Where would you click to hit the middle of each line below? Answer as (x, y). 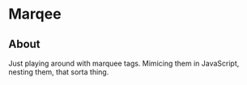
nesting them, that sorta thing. (59, 72)
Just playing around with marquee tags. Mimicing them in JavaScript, (124, 63)
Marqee (35, 14)
